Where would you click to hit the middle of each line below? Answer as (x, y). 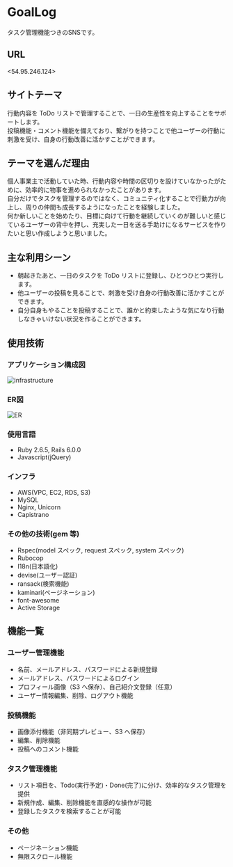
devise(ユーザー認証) (47, 575)
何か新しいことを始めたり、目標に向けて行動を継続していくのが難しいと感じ (117, 216)
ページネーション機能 (48, 848)
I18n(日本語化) (38, 566)
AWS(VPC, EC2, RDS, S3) (54, 492)
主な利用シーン (39, 257)
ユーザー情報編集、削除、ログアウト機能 (75, 695)
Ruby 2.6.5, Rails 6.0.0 (49, 450)
